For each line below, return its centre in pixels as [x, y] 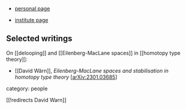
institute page [31, 20]
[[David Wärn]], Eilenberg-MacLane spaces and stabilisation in [92, 70]
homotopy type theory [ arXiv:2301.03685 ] [66, 77]
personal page [32, 9]
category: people [27, 88]
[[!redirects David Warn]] [36, 100]
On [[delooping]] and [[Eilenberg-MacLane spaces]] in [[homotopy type [93, 53]
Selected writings [39, 39]
